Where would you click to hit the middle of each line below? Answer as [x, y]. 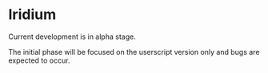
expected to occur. [39, 60]
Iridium [32, 15]
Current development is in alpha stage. [72, 36]
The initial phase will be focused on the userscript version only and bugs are [134, 52]
